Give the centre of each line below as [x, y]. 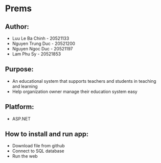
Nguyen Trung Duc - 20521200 [44, 44]
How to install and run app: [47, 134]
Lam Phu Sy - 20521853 [36, 54]
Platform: [20, 107]
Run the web [25, 156]
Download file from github [38, 146]
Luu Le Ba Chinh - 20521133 [41, 38]
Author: [17, 27]
